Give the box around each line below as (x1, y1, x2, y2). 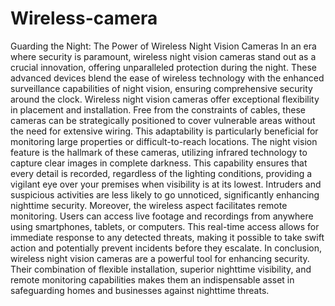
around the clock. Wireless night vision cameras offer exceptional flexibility (10, 93, 320, 105)
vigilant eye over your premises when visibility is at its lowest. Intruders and (10, 178, 322, 190)
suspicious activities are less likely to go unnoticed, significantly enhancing (10, 188, 320, 201)
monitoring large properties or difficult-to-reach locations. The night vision (10, 135, 318, 147)
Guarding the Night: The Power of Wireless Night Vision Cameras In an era (10, 40, 317, 52)
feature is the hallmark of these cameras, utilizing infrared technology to (10, 146, 308, 158)
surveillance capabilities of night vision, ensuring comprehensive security (10, 82, 313, 94)
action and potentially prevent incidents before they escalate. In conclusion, (10, 242, 323, 254)
